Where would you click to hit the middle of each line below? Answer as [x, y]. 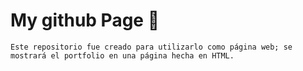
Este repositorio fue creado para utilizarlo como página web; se [151, 47]
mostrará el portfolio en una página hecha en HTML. [122, 55]
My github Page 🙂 [85, 20]
